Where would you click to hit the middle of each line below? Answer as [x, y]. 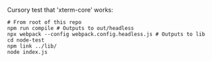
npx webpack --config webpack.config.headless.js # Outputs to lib [106, 34]
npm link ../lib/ [32, 46]
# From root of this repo [44, 22]
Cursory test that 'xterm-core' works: [60, 10]
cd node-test [26, 40]
